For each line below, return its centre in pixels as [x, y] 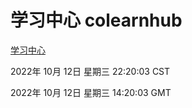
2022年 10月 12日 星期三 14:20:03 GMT [91, 92]
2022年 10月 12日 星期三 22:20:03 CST [90, 71]
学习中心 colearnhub [96, 20]
